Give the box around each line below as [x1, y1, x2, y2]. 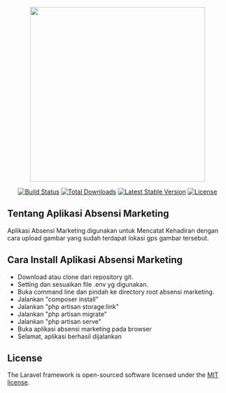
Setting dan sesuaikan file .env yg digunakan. [17, 280, 149, 288]
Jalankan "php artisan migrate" [17, 310, 107, 318]
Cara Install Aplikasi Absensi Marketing [7, 254, 183, 266]
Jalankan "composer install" [17, 294, 99, 303]
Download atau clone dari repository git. [17, 273, 134, 281]
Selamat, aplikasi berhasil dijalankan [17, 332, 122, 341]
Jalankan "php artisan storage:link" [17, 302, 119, 310]
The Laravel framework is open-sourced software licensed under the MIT [7, 371, 219, 379]
